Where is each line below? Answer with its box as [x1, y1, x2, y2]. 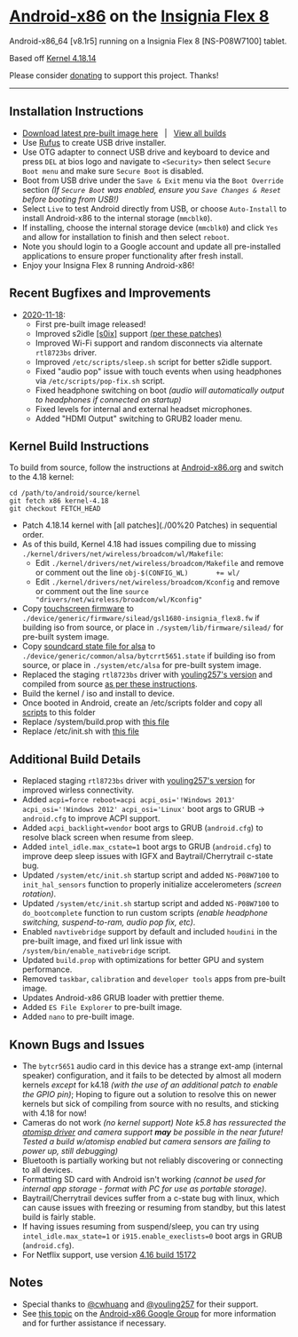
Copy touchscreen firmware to [21, 603, 135, 614]
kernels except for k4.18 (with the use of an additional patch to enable [21, 1079, 278, 1090]
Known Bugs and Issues [9, 1037, 145, 1052]
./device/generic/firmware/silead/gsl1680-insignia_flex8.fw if [21, 613, 260, 624]
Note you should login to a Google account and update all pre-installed [21, 241, 281, 251]
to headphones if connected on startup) [35, 394, 182, 405]
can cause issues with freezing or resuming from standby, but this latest [21, 1202, 286, 1213]
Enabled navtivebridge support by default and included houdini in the [21, 927, 278, 937]
